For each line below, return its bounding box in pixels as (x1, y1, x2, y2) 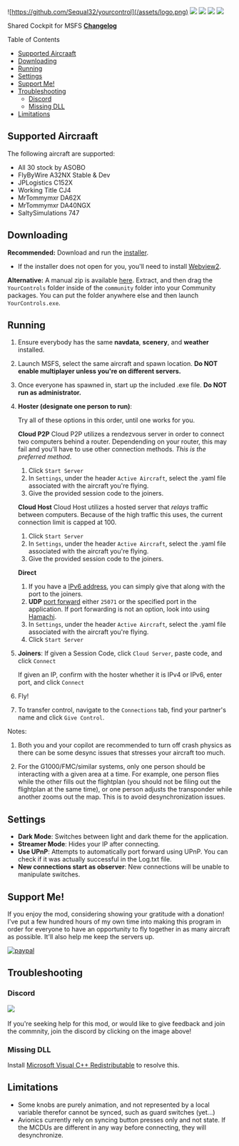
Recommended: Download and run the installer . (7, 248, 148, 257)
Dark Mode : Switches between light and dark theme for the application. (17, 832, 228, 841)
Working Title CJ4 (17, 185, 71, 194)
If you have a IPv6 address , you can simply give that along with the (28, 582, 225, 591)
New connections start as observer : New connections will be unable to (17, 863, 230, 871)
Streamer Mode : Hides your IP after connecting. (17, 840, 161, 849)
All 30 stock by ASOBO (17, 163, 86, 171)
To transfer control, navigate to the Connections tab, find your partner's (17, 706, 227, 715)
